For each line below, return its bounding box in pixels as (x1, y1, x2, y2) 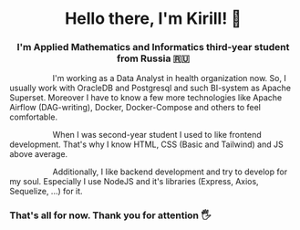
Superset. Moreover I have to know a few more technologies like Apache (9, 92, 283, 103)
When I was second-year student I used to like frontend (52, 130, 262, 141)
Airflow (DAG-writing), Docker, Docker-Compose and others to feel (9, 102, 262, 113)
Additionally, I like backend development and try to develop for (52, 166, 288, 177)
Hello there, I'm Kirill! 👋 (65, 8, 242, 29)
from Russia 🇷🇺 (117, 52, 190, 65)
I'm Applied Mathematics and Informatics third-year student (16, 41, 290, 54)
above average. (9, 149, 68, 160)
